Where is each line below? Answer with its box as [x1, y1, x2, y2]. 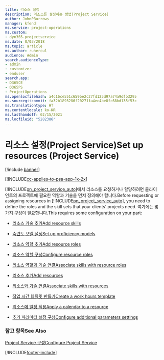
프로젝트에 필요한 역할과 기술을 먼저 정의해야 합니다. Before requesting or [18, 192, 159, 198]
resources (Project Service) [5, 150, 119, 161]
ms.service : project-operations [5, 26, 71, 30]
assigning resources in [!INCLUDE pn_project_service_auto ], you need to [5, 197, 151, 204]
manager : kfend [5, 21, 36, 26]
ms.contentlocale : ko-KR [5, 108, 56, 113]
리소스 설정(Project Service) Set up [5, 139, 143, 150]
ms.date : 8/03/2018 [5, 39, 45, 44]
